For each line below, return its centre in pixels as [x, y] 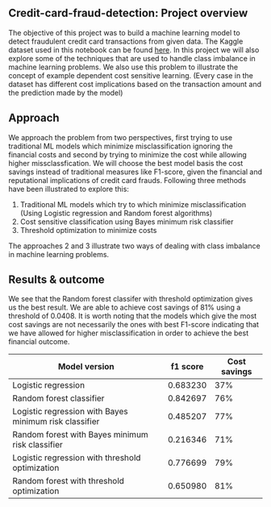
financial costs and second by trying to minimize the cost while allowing [128, 154]
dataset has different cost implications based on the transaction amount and [135, 84]
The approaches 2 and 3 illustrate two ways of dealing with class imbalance [134, 246]
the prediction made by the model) [66, 93]
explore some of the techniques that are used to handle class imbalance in [132, 58]
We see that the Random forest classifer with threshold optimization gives [131, 299]
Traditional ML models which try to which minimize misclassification [133, 204]
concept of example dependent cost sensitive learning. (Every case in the [131, 75]
